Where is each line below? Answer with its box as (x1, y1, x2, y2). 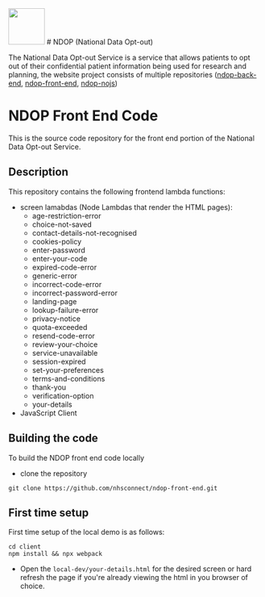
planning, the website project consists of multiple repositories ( (8, 70, 217, 79)
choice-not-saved (31, 219, 93, 229)
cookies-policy (31, 236, 82, 246)
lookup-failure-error (31, 305, 99, 315)
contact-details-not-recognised (31, 228, 137, 237)
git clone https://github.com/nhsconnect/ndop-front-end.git (8, 484, 218, 492)
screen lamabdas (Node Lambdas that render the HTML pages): (19, 202, 233, 212)
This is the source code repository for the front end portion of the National (8, 133, 255, 143)
